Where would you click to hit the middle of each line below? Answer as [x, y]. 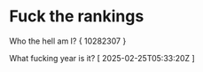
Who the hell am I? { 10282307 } [68, 41]
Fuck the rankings [77, 16]
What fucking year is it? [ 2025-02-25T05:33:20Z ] [102, 58]
